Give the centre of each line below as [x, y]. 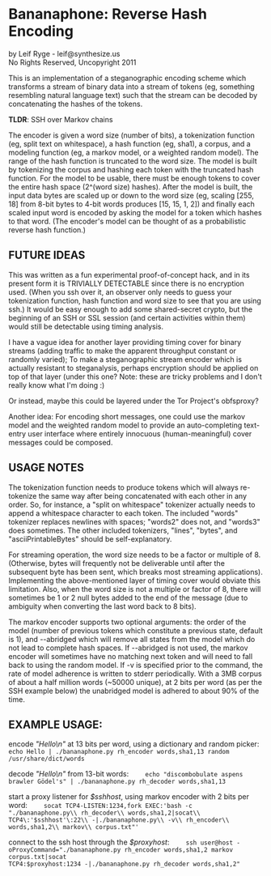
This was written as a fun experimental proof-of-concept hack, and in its [129, 274]
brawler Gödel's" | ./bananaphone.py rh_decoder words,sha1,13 [117, 782]
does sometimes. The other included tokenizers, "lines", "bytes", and [123, 530]
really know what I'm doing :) [57, 385]
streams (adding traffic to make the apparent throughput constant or [123, 351]
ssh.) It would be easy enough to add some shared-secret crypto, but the [131, 309]
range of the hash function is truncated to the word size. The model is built [133, 161]
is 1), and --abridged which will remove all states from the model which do [132, 639]
